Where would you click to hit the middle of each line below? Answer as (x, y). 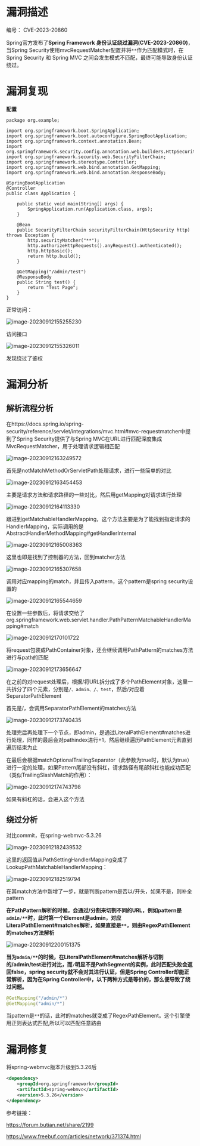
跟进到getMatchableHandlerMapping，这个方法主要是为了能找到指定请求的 (98, 519)
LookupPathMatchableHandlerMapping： (57, 867)
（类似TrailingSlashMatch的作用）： (49, 775)
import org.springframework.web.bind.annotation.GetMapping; (84, 167)
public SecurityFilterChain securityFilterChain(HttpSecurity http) (104, 230)
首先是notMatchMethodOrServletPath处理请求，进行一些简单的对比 (89, 470)
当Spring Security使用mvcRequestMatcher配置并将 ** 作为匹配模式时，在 (95, 50)
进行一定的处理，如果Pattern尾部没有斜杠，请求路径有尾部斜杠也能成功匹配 (99, 767)
